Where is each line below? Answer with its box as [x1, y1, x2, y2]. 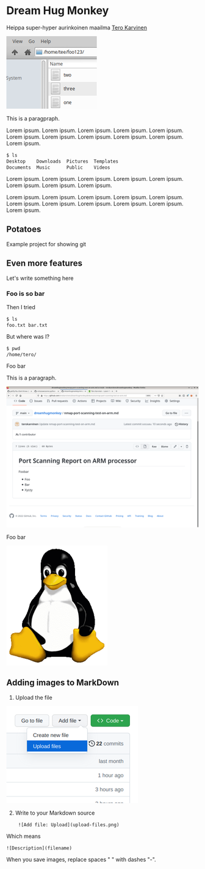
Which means [6, 832, 41, 840]
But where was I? [6, 332, 50, 340]
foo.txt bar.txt [6, 322, 48, 328]
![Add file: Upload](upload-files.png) [18, 821, 120, 828]
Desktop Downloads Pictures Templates [6, 158, 119, 164]
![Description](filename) [6, 845, 72, 851]
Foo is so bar [6, 290, 45, 298]
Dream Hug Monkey [6, 4, 109, 18]
